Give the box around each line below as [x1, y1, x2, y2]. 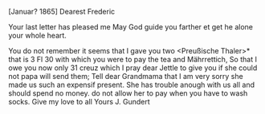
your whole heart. [8, 31, 67, 40]
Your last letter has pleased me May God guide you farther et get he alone [8, 22, 253, 31]
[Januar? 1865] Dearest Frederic [8, 7, 116, 16]
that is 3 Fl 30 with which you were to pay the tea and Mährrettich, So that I [8, 55, 257, 64]
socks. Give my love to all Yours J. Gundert [8, 97, 150, 106]
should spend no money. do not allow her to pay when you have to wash [8, 88, 248, 98]
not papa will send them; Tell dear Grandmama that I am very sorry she [8, 72, 243, 81]
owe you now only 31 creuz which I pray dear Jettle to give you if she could [8, 63, 258, 73]
